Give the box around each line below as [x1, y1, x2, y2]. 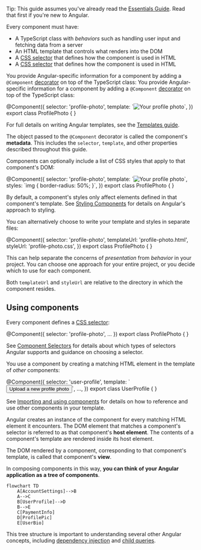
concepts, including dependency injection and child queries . [6, 537, 156, 544]
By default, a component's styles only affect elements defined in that [6, 194, 178, 201]
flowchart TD [6, 482, 39, 489]
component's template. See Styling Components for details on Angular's [6, 200, 185, 207]
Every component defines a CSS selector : [6, 318, 110, 326]
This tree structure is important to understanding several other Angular [6, 530, 182, 537]
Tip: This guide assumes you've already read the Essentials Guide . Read [6, 5, 185, 12]
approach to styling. [6, 206, 56, 213]
